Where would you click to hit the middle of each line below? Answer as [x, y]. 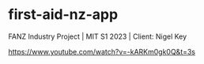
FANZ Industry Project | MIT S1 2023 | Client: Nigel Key [98, 36]
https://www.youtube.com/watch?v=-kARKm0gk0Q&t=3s [102, 51]
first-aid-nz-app [63, 15]
